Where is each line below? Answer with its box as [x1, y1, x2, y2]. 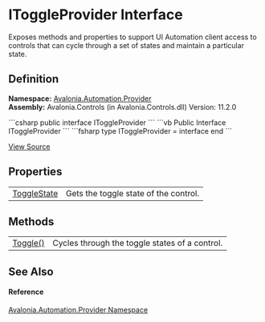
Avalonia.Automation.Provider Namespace [8, 304, 149, 314]
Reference [8, 287, 44, 297]
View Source [8, 142, 51, 151]
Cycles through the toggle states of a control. [52, 238, 223, 249]
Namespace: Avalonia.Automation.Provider [8, 94, 152, 103]
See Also [8, 264, 54, 278]
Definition [8, 72, 59, 86]
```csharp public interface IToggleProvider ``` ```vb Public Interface [8, 118, 226, 127]
